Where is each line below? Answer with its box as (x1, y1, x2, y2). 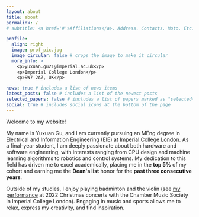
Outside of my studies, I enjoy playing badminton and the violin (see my (6, 185, 181, 192)
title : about (6, 14, 38, 20)
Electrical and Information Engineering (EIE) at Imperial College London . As (6, 136, 189, 143)
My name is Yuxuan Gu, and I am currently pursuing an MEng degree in (6, 129, 181, 136)
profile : (6, 36, 28, 42)
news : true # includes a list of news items (6, 85, 118, 91)
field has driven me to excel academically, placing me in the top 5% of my (6, 161, 187, 168)
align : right (11, 42, 44, 47)
